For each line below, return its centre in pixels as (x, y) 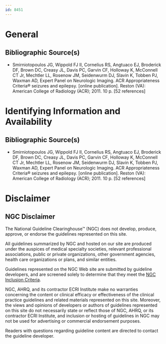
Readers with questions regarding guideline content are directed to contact (82, 331)
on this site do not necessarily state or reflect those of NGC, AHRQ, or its (79, 310)
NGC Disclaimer (30, 217)
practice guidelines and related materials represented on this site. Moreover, (83, 300)
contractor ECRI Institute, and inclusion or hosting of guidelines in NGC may (82, 316)
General (22, 34)
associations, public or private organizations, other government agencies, (80, 254)
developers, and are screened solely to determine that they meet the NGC (81, 274)
